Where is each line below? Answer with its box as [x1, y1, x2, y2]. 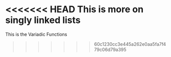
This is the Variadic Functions [5, 31, 67, 37]
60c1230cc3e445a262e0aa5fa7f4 [94, 41, 166, 47]
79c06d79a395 [94, 46, 127, 52]
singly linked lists [5, 14, 81, 26]
